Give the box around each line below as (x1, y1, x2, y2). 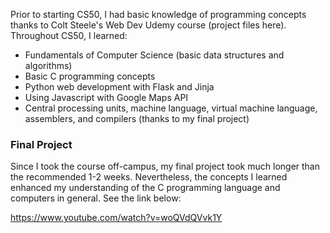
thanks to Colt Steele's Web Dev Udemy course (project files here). (10, 19, 287, 31)
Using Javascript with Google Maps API (24, 92, 189, 103)
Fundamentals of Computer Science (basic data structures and (24, 49, 285, 61)
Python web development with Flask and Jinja (24, 81, 215, 93)
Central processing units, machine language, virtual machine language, (24, 102, 318, 114)
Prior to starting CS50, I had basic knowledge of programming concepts (10, 9, 307, 20)
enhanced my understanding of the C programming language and (10, 182, 281, 194)
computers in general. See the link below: (10, 192, 182, 204)
